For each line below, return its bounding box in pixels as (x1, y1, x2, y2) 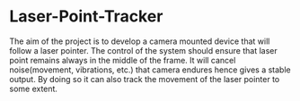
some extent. (9, 83, 58, 94)
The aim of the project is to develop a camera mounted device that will (9, 36, 270, 46)
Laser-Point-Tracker (9, 6, 163, 27)
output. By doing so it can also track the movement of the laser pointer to (9, 73, 280, 84)
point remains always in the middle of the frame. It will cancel (9, 55, 236, 65)
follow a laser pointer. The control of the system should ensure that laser (9, 45, 278, 55)
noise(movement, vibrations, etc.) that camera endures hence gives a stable (9, 64, 291, 75)
